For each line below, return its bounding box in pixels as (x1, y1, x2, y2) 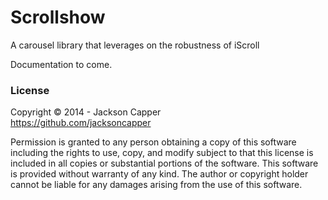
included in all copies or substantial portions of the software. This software (10, 157, 319, 170)
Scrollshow (10, 6, 106, 29)
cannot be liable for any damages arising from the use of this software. (10, 179, 303, 191)
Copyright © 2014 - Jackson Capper (10, 106, 162, 118)
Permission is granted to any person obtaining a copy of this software (10, 136, 297, 148)
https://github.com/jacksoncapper (10, 117, 152, 129)
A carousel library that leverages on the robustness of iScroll (10, 39, 260, 51)
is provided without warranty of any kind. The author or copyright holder (10, 168, 309, 180)
